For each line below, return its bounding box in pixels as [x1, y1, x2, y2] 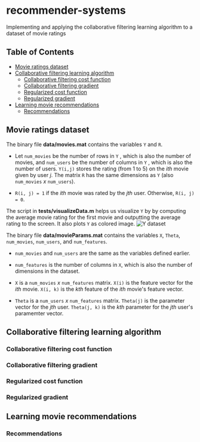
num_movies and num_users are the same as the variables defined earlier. [14, 249, 191, 257]
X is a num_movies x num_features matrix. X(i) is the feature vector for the [14, 279, 193, 286]
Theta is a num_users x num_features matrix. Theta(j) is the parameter [14, 297, 185, 304]
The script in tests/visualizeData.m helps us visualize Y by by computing [6, 207, 186, 214]
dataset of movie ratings [6, 29, 66, 36]
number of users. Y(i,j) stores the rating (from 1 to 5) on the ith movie [14, 165, 189, 172]
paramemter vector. [14, 309, 64, 317]
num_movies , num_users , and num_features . [6, 237, 107, 245]
